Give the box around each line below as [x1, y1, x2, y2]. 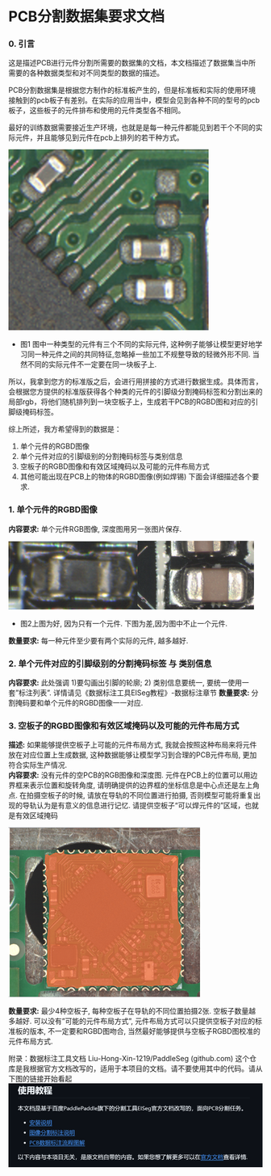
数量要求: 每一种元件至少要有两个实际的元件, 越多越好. [8, 635, 189, 645]
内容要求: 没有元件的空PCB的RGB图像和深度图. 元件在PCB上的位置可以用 [8, 770, 251, 780]
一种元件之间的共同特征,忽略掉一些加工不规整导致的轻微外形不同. [34, 349, 251, 360]
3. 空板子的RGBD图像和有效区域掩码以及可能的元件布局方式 [8, 720, 240, 731]
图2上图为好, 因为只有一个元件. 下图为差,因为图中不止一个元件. [19, 618, 228, 628]
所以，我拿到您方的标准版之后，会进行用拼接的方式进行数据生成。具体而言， [8, 377, 263, 386]
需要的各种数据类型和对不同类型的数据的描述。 [8, 68, 164, 78]
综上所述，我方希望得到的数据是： [8, 424, 122, 434]
